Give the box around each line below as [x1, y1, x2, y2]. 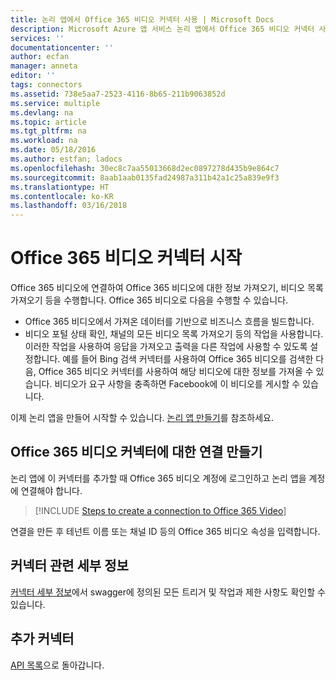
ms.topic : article [10, 117, 87, 127]
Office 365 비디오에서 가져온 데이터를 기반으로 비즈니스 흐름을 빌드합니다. [24, 316, 315, 328]
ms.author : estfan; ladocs [10, 154, 123, 164]
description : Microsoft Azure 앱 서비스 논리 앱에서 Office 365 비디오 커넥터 [10, 24, 315, 34]
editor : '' [10, 71, 56, 81]
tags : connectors [10, 80, 83, 90]
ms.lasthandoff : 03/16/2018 [10, 201, 128, 211]
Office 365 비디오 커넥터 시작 [10, 247, 242, 270]
